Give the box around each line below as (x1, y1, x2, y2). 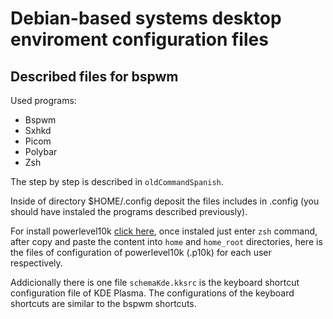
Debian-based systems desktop (10, 7, 282, 30)
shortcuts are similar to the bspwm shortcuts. (10, 298, 197, 309)
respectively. (10, 257, 63, 269)
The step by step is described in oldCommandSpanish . (10, 176, 224, 187)
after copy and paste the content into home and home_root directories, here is (10, 236, 323, 247)
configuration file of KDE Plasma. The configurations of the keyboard (10, 287, 295, 299)
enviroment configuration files (10, 28, 269, 51)
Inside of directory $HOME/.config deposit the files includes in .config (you (10, 195, 320, 207)
